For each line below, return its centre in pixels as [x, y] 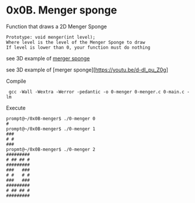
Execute [16, 108]
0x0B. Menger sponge [61, 10]
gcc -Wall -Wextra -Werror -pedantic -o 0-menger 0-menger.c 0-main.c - [99, 92]
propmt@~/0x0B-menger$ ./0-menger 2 [51, 149]
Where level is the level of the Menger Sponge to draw [76, 42]
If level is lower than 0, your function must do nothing [78, 48]
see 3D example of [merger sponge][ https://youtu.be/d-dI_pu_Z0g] [87, 70]
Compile [16, 81]
